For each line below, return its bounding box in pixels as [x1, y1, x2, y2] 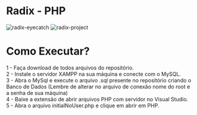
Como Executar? [6, 44, 90, 58]
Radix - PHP [6, 4, 66, 18]
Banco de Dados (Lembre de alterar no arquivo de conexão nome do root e [6, 83, 190, 90]
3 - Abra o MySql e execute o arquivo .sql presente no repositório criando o [6, 76, 192, 84]
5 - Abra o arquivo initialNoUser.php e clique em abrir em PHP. [6, 102, 160, 109]
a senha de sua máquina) [6, 89, 68, 96]
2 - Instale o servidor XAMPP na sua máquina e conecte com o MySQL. [6, 70, 182, 78]
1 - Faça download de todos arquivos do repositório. [6, 64, 134, 71]
